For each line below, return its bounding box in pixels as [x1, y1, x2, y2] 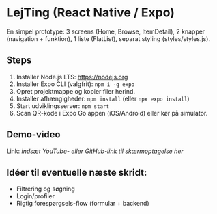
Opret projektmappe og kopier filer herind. [16, 87, 136, 95]
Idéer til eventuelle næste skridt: [6, 166, 147, 178]
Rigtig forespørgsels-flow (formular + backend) [16, 200, 149, 208]
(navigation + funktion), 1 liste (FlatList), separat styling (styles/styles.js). [6, 34, 211, 42]
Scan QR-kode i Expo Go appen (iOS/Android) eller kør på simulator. [16, 109, 208, 117]
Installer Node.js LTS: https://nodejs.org [16, 72, 128, 81]
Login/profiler [16, 192, 55, 200]
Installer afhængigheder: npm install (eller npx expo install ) [16, 94, 190, 103]
